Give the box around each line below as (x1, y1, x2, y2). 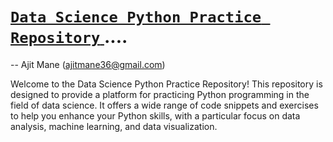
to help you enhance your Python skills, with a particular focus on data (10, 109, 301, 122)
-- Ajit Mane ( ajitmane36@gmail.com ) (10, 58, 166, 70)
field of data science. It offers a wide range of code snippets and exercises (10, 99, 319, 111)
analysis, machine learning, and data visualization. (10, 120, 218, 132)
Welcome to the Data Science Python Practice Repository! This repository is (10, 78, 323, 90)
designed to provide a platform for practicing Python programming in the (10, 88, 310, 100)
